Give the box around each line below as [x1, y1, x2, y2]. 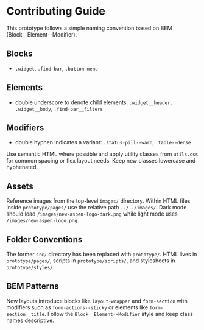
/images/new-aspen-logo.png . [6, 217, 79, 224]
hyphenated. [6, 163, 38, 171]
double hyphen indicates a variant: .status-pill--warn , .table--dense [15, 139, 191, 146]
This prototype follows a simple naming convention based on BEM [6, 24, 172, 32]
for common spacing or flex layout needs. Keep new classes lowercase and [6, 157, 196, 164]
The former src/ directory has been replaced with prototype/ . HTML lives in [6, 251, 197, 258]
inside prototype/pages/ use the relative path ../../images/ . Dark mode [6, 204, 187, 211]
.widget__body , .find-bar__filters [15, 105, 104, 112]
